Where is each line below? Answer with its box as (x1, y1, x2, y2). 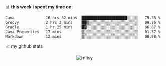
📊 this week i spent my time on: (5, 4, 73, 10)
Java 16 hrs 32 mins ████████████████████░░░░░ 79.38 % (5, 15, 161, 20)
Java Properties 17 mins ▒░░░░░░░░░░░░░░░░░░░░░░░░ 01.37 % (5, 29, 161, 34)
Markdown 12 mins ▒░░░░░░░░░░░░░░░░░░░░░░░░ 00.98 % (5, 34, 161, 39)
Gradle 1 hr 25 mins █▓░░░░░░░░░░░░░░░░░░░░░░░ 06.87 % (5, 24, 161, 30)
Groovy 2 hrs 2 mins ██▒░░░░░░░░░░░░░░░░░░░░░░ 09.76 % (5, 20, 161, 25)
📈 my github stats (5, 43, 43, 49)
